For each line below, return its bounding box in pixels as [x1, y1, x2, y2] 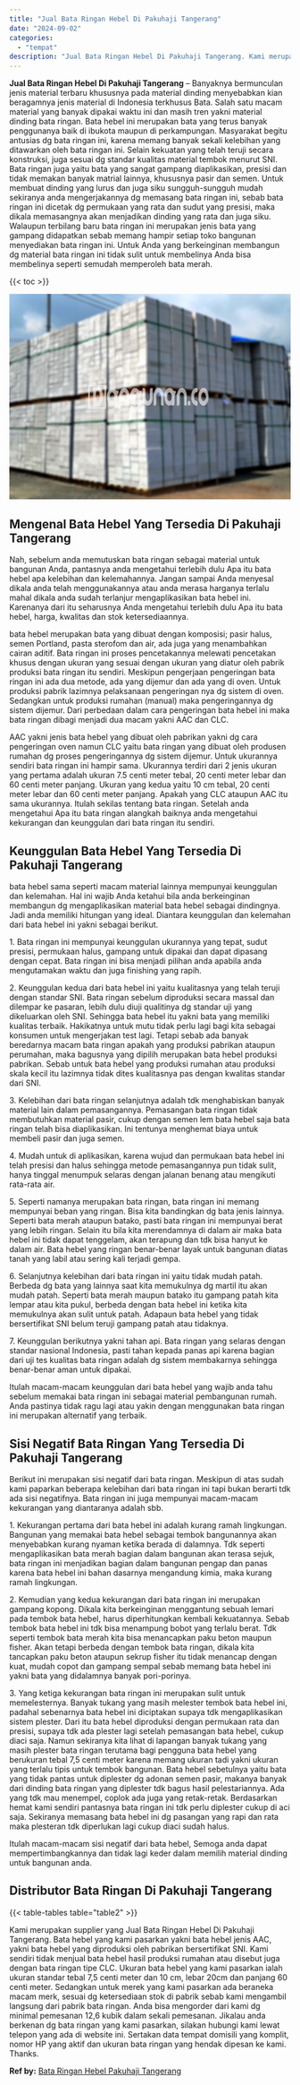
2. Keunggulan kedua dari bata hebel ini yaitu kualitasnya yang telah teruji [9, 982, 280, 993]
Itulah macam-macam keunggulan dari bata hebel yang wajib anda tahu [9, 1382, 273, 1393]
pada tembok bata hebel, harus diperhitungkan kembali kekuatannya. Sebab [9, 1613, 290, 1625]
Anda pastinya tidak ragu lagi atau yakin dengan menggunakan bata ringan [9, 1401, 286, 1411]
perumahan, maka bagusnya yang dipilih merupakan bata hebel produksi [9, 1049, 278, 1060]
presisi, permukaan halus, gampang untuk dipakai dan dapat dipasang [9, 946, 268, 957]
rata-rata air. [9, 1179, 55, 1190]
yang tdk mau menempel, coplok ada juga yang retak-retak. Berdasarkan [9, 1792, 278, 1804]
